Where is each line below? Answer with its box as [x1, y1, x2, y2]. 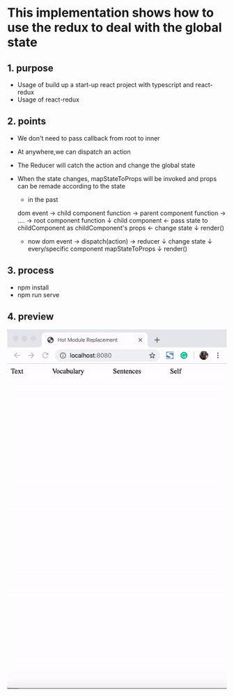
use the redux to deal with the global [7, 19, 222, 35]
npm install [17, 283, 49, 292]
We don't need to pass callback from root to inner [17, 134, 160, 142]
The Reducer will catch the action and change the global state [17, 161, 196, 169]
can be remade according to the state [17, 182, 125, 190]
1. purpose [7, 62, 54, 74]
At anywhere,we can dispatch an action [17, 148, 131, 156]
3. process [7, 264, 54, 276]
